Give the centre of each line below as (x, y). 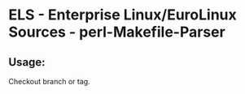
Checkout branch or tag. (50, 81)
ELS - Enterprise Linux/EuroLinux (123, 15)
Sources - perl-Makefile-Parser (117, 32)
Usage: (27, 62)
